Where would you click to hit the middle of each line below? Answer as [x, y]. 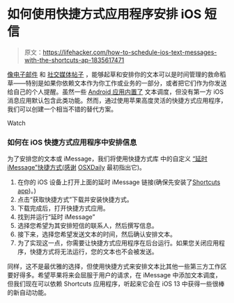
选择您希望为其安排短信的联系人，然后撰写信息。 [87, 226]
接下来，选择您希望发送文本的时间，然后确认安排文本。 [96, 234]
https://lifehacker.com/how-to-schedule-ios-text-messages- [130, 52]
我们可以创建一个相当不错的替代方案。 [62, 109]
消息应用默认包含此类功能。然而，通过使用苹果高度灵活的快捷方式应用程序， [117, 100]
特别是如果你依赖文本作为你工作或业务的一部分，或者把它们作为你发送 [126, 83]
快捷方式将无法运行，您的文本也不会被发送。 [94, 252]
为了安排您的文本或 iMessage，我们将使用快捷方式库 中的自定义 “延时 [107, 159]
